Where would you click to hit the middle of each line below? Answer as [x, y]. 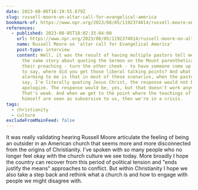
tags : [13, 104]
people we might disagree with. [44, 181]
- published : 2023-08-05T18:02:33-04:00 [62, 33]
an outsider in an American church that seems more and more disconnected [98, 144]
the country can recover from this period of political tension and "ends [92, 162]
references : [21, 28]
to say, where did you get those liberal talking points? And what [106, 72]
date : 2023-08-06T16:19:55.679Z [46, 11]
